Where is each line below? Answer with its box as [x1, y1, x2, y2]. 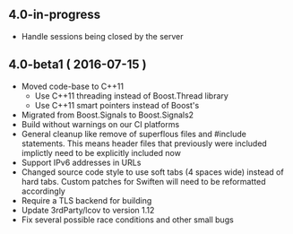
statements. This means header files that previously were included [21, 138, 268, 149]
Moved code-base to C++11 [21, 81, 125, 91]
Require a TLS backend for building [21, 195, 152, 205]
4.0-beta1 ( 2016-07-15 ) [8, 57, 147, 73]
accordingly [21, 186, 66, 196]
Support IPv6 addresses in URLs [21, 157, 142, 168]
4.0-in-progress [8, 7, 100, 22]
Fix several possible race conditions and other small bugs [21, 214, 234, 225]
